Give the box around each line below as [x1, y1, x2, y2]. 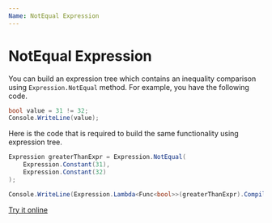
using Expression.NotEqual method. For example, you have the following [8, 82, 249, 92]
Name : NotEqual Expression [8, 11, 100, 20]
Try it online [8, 204, 49, 215]
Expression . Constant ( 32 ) [23, 168, 107, 177]
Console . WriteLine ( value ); [8, 114, 100, 122]
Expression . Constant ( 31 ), [23, 161, 111, 169]
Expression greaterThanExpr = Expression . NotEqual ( [8, 153, 186, 161]
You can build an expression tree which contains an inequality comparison [8, 74, 257, 84]
